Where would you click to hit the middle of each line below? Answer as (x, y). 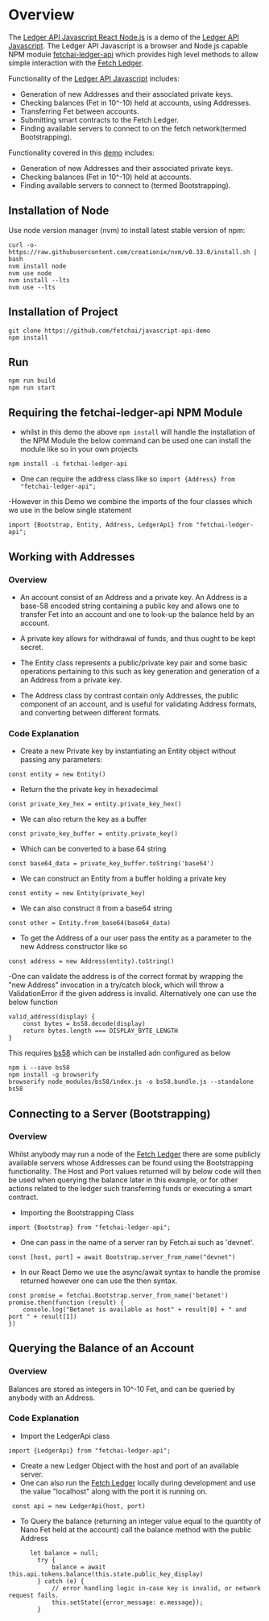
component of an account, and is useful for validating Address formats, (138, 704)
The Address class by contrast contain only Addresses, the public (129, 695)
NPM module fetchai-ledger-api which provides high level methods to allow (134, 54)
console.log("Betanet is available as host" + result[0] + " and (135, 1309)
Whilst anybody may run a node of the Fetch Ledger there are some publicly (135, 1154)
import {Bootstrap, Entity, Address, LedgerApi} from (101, 525)
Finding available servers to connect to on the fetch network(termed (133, 128)
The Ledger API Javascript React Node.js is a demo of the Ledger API (124, 37)
